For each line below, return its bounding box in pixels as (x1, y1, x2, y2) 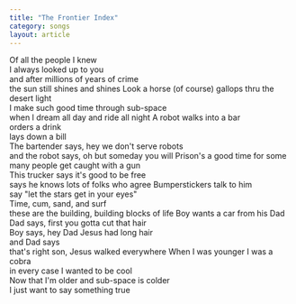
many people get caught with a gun (9, 160, 141, 171)
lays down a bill (9, 132, 67, 143)
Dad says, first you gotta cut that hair (9, 217, 147, 228)
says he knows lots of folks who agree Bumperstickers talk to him (9, 180, 253, 190)
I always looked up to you (9, 64, 104, 75)
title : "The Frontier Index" (9, 13, 119, 23)
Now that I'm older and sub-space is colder (9, 275, 171, 286)
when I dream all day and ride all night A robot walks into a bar (9, 112, 241, 123)
